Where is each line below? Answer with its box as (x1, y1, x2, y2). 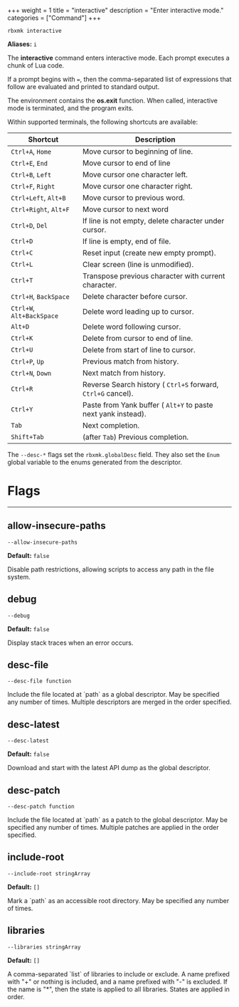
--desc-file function (7, 678, 72, 685)
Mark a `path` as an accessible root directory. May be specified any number (7, 896, 230, 905)
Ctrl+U (11, 346, 33, 354)
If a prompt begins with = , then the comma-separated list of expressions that (7, 75, 232, 83)
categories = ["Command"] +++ (7, 14, 101, 22)
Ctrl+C (11, 249, 33, 257)
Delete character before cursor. (83, 292, 188, 301)
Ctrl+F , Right (11, 181, 55, 191)
